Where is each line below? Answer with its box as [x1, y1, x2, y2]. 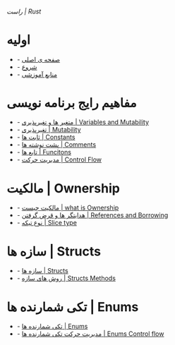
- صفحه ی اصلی [16, 55, 61, 63]
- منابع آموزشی [16, 70, 58, 78]
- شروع [16, 62, 37, 71]
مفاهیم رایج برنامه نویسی [6, 95, 137, 111]
